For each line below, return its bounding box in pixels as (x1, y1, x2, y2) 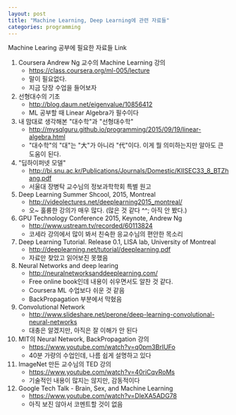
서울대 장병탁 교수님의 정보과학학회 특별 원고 (28, 182, 151, 191)
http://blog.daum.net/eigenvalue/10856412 (28, 100, 153, 109)
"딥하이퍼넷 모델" (18, 159, 66, 167)
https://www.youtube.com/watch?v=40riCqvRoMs (28, 368, 175, 376)
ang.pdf (28, 174, 52, 183)
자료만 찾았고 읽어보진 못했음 (28, 254, 108, 262)
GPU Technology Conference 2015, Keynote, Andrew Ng (18, 214, 182, 222)
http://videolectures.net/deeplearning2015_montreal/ (28, 198, 182, 206)
